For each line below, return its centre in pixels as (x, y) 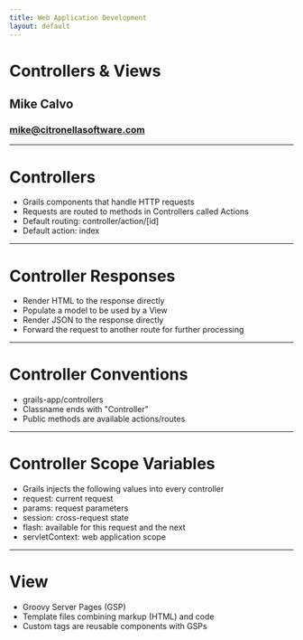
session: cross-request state (75, 518)
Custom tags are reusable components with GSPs (115, 626)
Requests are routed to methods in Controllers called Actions (136, 212)
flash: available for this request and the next (104, 527)
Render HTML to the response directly (93, 301)
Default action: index (61, 231)
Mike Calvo (41, 104)
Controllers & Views (85, 71)
